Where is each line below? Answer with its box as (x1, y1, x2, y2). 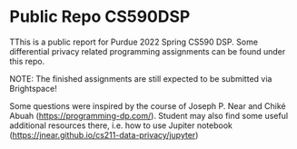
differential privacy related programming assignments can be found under (9, 45, 286, 56)
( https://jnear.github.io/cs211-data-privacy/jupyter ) (9, 129, 199, 140)
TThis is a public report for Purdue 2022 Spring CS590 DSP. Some (9, 36, 259, 47)
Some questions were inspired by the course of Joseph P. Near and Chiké (9, 100, 286, 111)
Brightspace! (9, 83, 57, 94)
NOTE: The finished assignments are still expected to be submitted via (9, 73, 272, 84)
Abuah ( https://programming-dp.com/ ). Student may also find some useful (9, 110, 289, 121)
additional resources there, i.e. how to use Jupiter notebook (9, 120, 233, 131)
